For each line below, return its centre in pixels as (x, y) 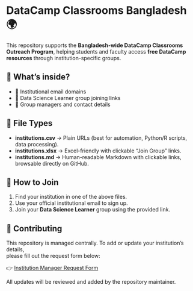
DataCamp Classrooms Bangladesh (96, 11)
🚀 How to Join (32, 182)
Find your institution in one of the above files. (71, 197)
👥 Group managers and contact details (63, 104)
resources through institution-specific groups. (64, 58)
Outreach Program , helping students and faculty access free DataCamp (96, 51)
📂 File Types (29, 123)
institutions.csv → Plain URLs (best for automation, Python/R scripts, (101, 138)
